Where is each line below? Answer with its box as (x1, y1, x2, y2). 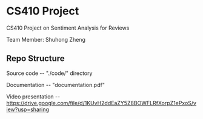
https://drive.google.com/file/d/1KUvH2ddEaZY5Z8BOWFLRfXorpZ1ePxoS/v (6, 99, 197, 106)
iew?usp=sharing (6, 106, 50, 113)
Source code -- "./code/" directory (6, 69, 93, 77)
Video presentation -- (6, 92, 61, 100)
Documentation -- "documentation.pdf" (6, 81, 105, 88)
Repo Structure (6, 53, 65, 64)
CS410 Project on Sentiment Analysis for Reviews (6, 24, 130, 31)
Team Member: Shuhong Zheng (6, 36, 86, 43)
